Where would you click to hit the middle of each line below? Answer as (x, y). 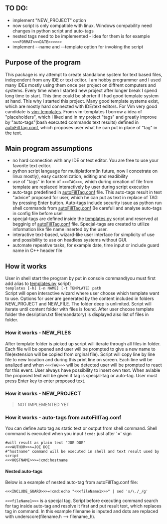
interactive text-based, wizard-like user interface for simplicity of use (83, 235)
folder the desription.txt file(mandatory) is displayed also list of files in (77, 314)
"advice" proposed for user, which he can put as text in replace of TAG (85, 198)
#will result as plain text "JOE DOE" (45, 443)
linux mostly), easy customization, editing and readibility (70, 176)
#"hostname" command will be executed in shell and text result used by (82, 452)
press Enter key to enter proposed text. (45, 381)
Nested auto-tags (24, 471)
